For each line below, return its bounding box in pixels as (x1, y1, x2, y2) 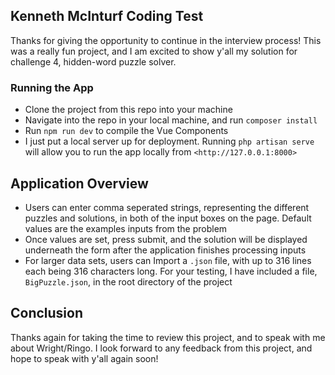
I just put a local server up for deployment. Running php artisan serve (24, 135, 315, 148)
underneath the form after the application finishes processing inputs (24, 244, 307, 256)
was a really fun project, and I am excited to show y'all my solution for (10, 45, 298, 57)
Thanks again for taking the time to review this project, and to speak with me (10, 331, 326, 343)
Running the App (10, 80, 94, 94)
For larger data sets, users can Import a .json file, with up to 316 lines (24, 254, 312, 266)
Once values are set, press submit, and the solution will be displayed (24, 233, 308, 245)
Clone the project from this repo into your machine (24, 104, 233, 116)
